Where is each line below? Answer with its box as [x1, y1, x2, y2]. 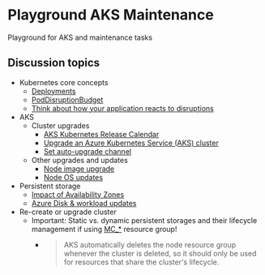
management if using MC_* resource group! [31, 224, 177, 234]
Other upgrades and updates [31, 155, 129, 165]
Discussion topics [7, 56, 100, 70]
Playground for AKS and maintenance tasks [7, 32, 153, 42]
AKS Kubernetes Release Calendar [43, 129, 160, 139]
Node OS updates [43, 172, 103, 182]
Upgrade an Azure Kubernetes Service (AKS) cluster [43, 138, 220, 148]
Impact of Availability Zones [31, 189, 125, 200]
